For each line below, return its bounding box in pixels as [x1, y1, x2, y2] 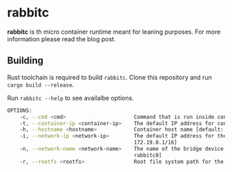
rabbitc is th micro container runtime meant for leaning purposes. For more [7, 28, 221, 36]
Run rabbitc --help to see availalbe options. [7, 94, 135, 102]
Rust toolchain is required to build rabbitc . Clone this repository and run [7, 73, 212, 81]
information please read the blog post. [7, 34, 116, 43]
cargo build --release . [7, 80, 75, 89]
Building [7, 55, 43, 67]
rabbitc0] [133, 151, 162, 159]
